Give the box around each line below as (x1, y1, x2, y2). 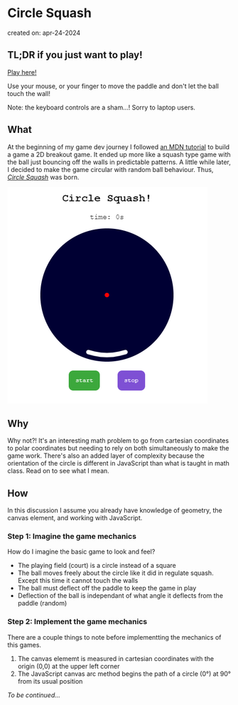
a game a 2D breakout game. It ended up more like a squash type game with (7, 150, 231, 158)
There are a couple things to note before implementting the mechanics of (7, 633, 222, 641)
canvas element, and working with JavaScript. (7, 514, 143, 522)
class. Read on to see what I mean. (7, 467, 110, 475)
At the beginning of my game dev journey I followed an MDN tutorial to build (7, 142, 229, 151)
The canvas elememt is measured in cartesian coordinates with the (17, 654, 215, 662)
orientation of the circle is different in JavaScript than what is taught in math (7, 459, 229, 468)
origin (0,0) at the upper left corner (17, 662, 120, 670)
